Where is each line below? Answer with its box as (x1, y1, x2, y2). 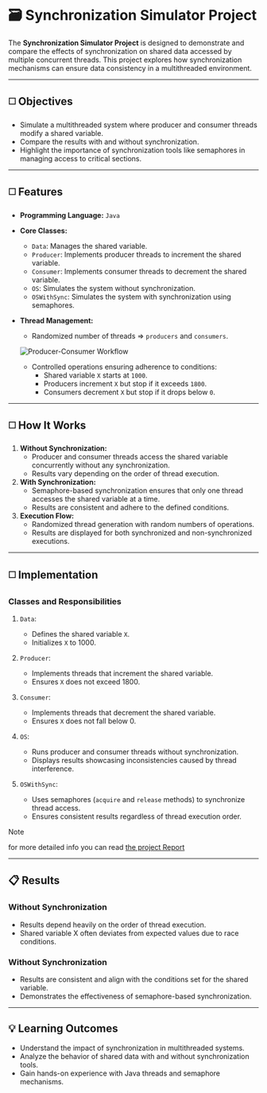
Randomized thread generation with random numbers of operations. (31, 520, 255, 529)
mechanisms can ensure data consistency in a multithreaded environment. (8, 63, 253, 72)
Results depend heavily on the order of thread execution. (19, 920, 207, 929)
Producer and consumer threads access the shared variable (31, 452, 229, 462)
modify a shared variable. (19, 128, 103, 138)
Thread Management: (19, 316, 94, 325)
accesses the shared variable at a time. (31, 494, 161, 504)
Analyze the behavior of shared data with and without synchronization (19, 1051, 250, 1061)
